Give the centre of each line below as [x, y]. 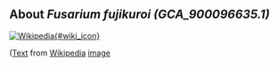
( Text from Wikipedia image [60, 53]
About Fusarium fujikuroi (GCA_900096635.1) [139, 15]
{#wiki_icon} [77, 35]
